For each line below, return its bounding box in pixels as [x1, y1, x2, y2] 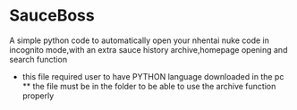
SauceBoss [9, 5, 96, 26]
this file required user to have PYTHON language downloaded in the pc [21, 71, 284, 81]
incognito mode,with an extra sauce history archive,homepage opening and [9, 44, 288, 55]
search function [9, 54, 68, 64]
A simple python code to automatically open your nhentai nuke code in [9, 35, 270, 46]
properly [21, 90, 55, 101]
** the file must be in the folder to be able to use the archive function [21, 80, 276, 91]
